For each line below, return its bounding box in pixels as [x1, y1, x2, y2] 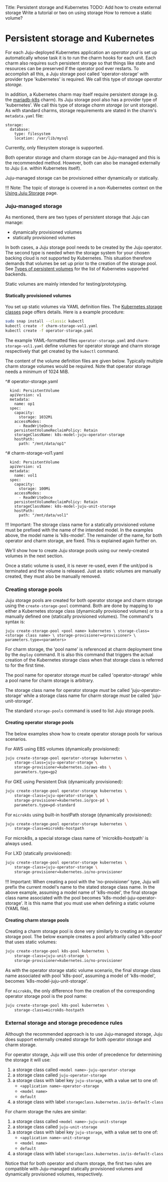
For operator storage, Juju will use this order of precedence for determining [5, 1051, 162, 1057]
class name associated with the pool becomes [5, 894, 102, 900]
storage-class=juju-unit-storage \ [14, 953, 89, 958]
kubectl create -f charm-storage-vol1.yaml [5, 324, 98, 329]
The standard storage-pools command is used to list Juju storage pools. [5, 708, 155, 714]
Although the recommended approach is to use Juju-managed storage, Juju [5, 1031, 162, 1037]
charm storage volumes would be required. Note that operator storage [5, 363, 151, 369]
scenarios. [5, 736, 27, 742]
